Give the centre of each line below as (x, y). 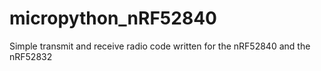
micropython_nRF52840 (113, 18)
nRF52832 (31, 56)
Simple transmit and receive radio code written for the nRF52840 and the (160, 46)
